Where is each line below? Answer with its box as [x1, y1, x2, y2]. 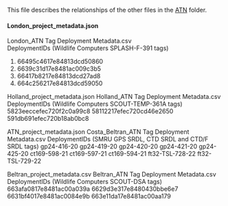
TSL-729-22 [7, 157, 42, 165]
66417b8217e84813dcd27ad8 [16, 72, 101, 80]
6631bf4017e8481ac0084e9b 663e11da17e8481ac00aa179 [7, 192, 172, 201]
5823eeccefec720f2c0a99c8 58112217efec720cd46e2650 [7, 107, 174, 115]
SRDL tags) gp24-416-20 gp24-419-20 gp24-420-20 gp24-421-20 [7, 142, 198, 150]
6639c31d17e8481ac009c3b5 [16, 65, 102, 73]
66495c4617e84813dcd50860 [16, 58, 104, 66]
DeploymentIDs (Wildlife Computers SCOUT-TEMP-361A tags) [7, 100, 183, 108]
